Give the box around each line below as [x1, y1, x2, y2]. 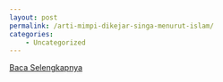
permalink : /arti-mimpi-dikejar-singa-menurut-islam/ [9, 21, 215, 30]
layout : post [9, 12, 58, 22]
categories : [9, 29, 54, 38]
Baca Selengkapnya [9, 62, 83, 73]
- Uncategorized [25, 37, 87, 47]
